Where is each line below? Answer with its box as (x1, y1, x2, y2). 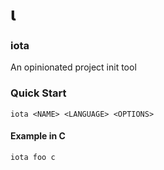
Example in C (10, 130, 66, 142)
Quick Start (10, 86, 67, 100)
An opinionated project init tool (10, 61, 137, 73)
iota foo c (10, 152, 56, 162)
